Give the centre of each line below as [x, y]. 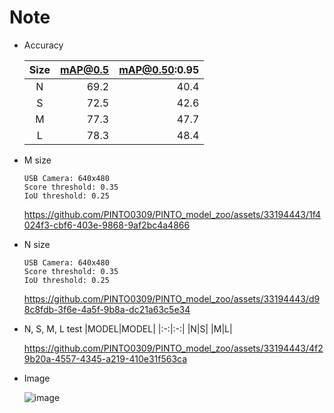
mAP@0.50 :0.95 [159, 69]
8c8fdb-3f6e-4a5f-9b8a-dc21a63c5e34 [107, 309]
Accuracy [43, 45]
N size [37, 244]
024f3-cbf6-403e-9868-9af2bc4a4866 [107, 225]
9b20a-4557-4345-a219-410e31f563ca [105, 358]
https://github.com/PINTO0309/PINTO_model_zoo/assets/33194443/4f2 [173, 348]
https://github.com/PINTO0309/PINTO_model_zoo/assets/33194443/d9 [172, 298]
